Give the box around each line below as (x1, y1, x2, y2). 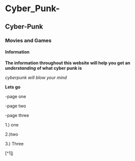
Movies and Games (5, 37, 52, 44)
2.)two (5, 131, 19, 137)
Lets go (5, 84, 21, 90)
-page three (5, 112, 29, 118)
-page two (5, 103, 26, 109)
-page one (5, 93, 26, 99)
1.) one (5, 121, 19, 127)
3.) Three (5, 141, 24, 146)
